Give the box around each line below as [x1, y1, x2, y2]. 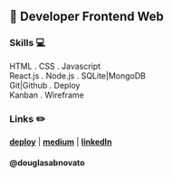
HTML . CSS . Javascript [9, 61, 101, 71]
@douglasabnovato [9, 157, 85, 168]
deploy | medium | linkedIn [9, 136, 112, 147]
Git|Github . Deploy [9, 79, 81, 90]
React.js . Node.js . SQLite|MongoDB [9, 70, 147, 81]
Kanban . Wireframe [9, 89, 84, 100]
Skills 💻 [9, 37, 46, 50]
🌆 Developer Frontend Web [9, 9, 165, 24]
